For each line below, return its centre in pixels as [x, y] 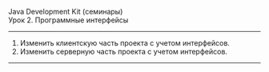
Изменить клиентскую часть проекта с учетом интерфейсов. [125, 43]
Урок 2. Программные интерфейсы [68, 20]
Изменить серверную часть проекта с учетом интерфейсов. [124, 52]
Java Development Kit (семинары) [66, 12]
